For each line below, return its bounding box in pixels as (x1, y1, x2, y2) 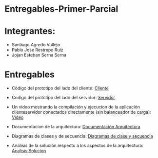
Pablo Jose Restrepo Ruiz (11, 47, 64, 53)
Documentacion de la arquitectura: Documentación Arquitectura (11, 124, 140, 130)
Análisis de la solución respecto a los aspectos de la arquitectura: (11, 142, 143, 149)
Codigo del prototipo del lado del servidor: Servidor (11, 95, 116, 101)
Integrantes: (4, 26, 56, 37)
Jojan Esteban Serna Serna (11, 52, 67, 58)
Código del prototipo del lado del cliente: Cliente (11, 85, 109, 91)
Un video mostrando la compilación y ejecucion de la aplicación (11, 104, 140, 110)
